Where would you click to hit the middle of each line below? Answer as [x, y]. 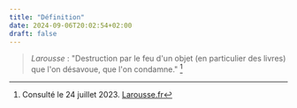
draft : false [33, 33]
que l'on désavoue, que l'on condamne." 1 [107, 68]
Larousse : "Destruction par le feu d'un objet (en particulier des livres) [158, 59]
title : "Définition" [47, 17]
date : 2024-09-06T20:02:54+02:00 [71, 25]
